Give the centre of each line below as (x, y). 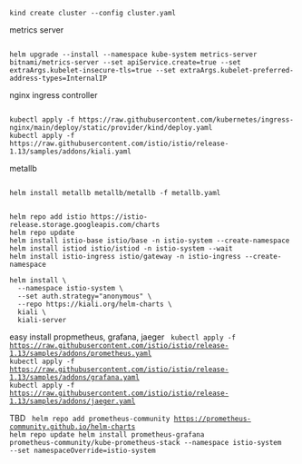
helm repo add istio (49, 217)
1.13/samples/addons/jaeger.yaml (73, 401)
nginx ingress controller (54, 95)
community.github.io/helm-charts (73, 427)
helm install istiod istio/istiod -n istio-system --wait (121, 249)
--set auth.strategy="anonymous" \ (85, 296)
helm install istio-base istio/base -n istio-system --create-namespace (150, 241)
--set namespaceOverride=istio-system (83, 450)
